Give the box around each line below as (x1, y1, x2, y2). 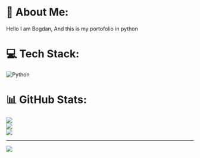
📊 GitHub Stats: (6, 93, 87, 107)
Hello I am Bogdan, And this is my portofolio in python (6, 25, 138, 32)
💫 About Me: (6, 5, 69, 19)
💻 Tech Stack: (6, 47, 80, 61)
